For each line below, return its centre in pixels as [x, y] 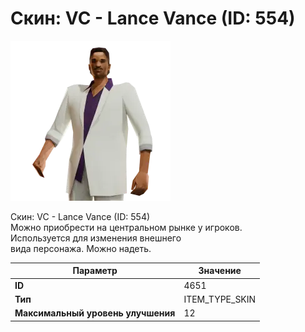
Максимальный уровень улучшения [95, 313]
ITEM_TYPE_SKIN [220, 299]
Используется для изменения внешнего [96, 238]
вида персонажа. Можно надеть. [81, 248]
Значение [220, 271]
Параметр [95, 271]
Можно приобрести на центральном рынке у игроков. [126, 227]
